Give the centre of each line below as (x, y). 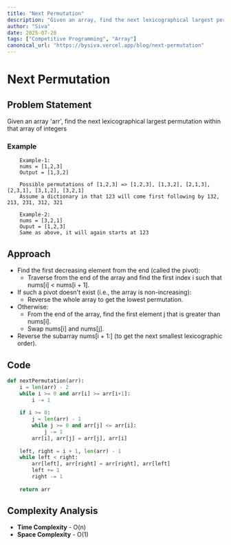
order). (27, 344)
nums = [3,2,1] (41, 221)
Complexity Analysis (53, 511)
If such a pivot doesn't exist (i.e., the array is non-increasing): (104, 292)
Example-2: (35, 215)
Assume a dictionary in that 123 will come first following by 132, (120, 197)
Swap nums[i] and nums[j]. (66, 329)
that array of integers (37, 129)
